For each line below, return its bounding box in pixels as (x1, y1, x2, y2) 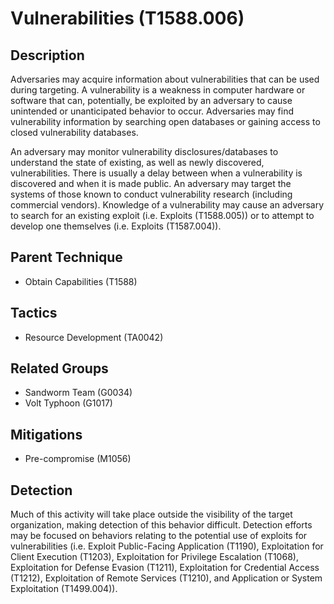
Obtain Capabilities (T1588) (24, 275, 138, 287)
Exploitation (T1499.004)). (10, 583, 118, 595)
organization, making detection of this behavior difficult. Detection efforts (10, 519, 313, 531)
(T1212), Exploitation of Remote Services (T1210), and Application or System (10, 572, 323, 584)
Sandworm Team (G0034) (24, 387, 133, 399)
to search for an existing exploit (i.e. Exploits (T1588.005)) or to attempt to (10, 210, 315, 221)
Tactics (10, 305, 58, 322)
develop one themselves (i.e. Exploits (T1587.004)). (10, 220, 222, 232)
